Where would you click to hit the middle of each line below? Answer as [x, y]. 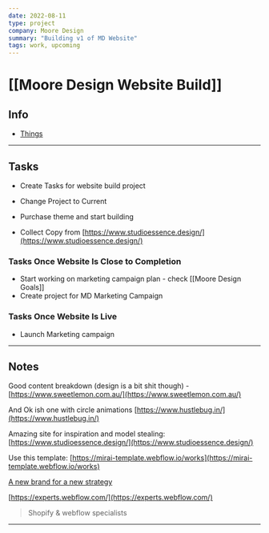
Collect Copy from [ [52, 232]
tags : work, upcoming [44, 46]
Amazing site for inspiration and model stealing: [87, 434]
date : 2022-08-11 [37, 16]
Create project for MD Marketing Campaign [91, 296]
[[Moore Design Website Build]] [115, 85]
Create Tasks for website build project [82, 186]
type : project [32, 23]
